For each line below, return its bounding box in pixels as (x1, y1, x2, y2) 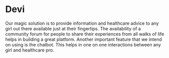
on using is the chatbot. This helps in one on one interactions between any (5, 41, 161, 47)
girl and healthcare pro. (5, 47, 54, 53)
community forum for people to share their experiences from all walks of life (5, 31, 164, 37)
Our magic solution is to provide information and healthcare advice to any (5, 20, 159, 26)
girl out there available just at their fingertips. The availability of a (5, 25, 141, 31)
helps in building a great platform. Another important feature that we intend (5, 36, 162, 42)
